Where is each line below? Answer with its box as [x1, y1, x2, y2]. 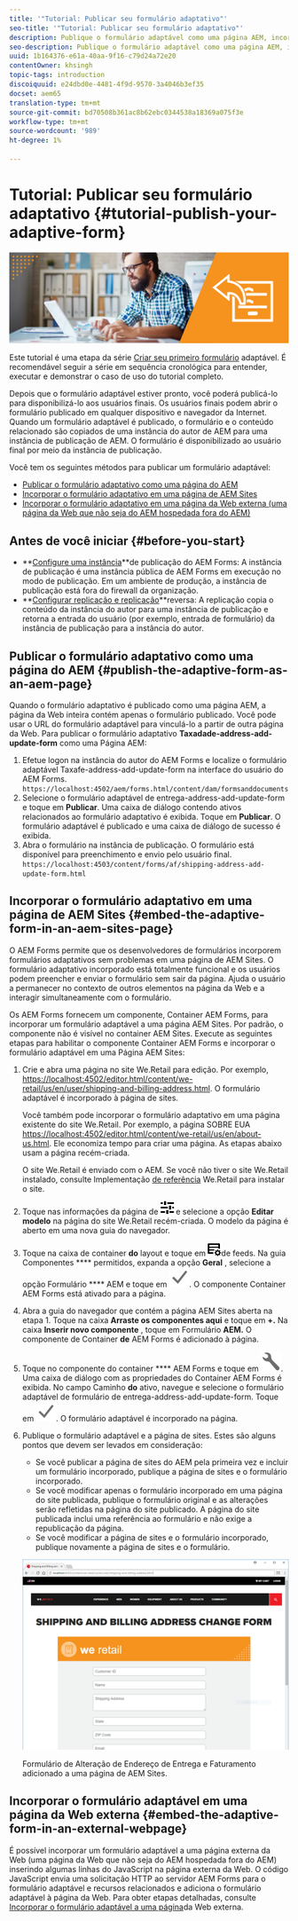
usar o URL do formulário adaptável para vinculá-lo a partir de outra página [9, 719, 284, 729]
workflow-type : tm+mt [9, 117, 90, 126]
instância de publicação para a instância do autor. [21, 623, 204, 634]
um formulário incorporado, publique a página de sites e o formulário [35, 1466, 288, 1476]
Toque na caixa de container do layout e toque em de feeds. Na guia [21, 1248, 286, 1258]
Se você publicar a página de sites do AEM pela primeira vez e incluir [35, 1456, 289, 1468]
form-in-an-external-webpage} [9, 1822, 188, 1837]
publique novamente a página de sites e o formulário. [35, 1541, 231, 1552]
